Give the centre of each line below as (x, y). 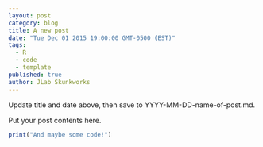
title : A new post (39, 30)
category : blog (33, 23)
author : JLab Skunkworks (49, 82)
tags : (17, 45)
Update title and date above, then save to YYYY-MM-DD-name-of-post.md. (132, 105)
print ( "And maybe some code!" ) (60, 135)
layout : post (30, 15)
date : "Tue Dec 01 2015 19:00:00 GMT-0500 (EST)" (92, 38)
